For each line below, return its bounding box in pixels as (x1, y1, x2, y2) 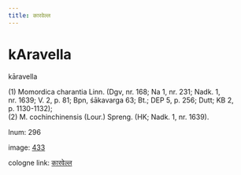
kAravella (8, 45, 72, 63)
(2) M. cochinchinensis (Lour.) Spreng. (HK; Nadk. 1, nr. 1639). (8, 112, 209, 121)
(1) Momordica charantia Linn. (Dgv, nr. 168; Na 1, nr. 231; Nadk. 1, (8, 87, 221, 96)
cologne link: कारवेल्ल (8, 158, 72, 167)
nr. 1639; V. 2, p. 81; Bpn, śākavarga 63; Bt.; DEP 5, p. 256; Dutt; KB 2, (8, 95, 234, 105)
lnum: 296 (8, 127, 42, 136)
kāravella (8, 72, 38, 81)
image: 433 (8, 143, 46, 152)
